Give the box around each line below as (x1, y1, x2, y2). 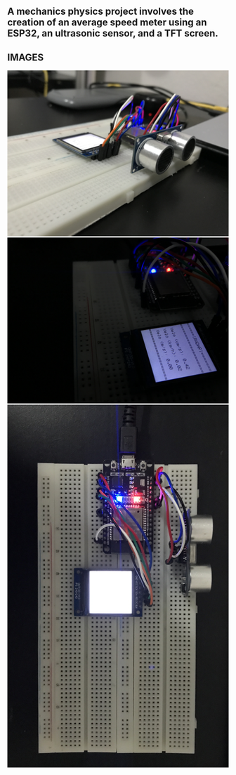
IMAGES (7, 51, 44, 63)
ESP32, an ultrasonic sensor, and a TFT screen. (7, 27, 219, 39)
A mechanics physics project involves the (7, 6, 195, 18)
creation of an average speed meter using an (7, 17, 207, 29)
